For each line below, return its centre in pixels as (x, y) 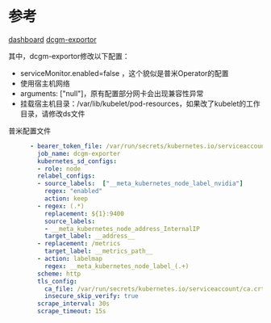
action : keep (66, 199)
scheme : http (59, 274)
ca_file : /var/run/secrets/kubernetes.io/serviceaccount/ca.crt (154, 289)
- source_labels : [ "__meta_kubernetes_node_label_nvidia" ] (140, 184)
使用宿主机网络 (45, 83)
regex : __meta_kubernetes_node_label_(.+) (117, 266)
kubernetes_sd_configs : (77, 161)
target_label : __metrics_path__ (98, 251)
